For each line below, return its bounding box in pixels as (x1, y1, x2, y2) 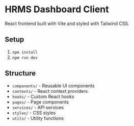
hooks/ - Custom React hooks (12, 93, 74, 99)
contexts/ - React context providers (12, 88, 88, 94)
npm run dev (12, 55, 38, 60)
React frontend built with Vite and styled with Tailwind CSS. (5, 20, 129, 27)
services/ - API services (12, 104, 64, 110)
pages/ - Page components (12, 98, 69, 105)
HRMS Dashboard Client (5, 4, 109, 15)
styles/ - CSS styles (12, 110, 56, 116)
